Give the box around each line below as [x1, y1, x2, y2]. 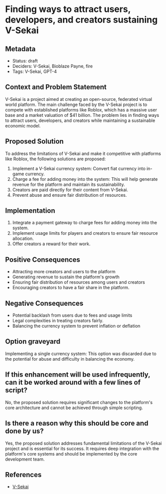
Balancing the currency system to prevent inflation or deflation [12, 323, 141, 329]
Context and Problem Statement [5, 83, 107, 91]
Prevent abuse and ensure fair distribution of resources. [12, 192, 127, 198]
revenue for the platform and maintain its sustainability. [12, 181, 125, 187]
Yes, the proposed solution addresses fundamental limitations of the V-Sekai [5, 440, 162, 446]
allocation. [12, 236, 34, 242]
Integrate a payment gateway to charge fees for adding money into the [12, 220, 158, 226]
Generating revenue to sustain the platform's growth [12, 274, 120, 280]
